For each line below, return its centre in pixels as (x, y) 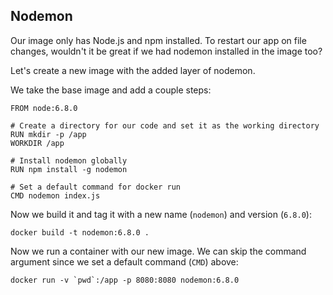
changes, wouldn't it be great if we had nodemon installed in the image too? (166, 51)
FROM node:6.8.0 (44, 108)
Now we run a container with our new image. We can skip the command (158, 251)
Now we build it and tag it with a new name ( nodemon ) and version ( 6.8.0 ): (161, 214)
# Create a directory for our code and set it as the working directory (165, 125)
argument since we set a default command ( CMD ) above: (124, 261)
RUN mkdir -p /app (48, 134)
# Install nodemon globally (69, 160)
